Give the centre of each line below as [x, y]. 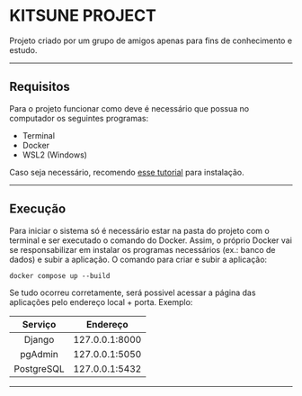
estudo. [23, 49]
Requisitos [40, 87]
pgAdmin [39, 354]
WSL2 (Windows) [55, 155]
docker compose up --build [60, 275]
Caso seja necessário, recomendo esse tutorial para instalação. [127, 172]
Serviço [39, 324]
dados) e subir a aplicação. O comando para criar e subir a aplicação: [138, 259]
